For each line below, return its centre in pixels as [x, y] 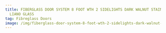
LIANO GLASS [22, 14]
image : [12, 23]
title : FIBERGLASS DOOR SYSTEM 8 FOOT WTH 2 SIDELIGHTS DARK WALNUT [77, 9]
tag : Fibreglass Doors [28, 18]
